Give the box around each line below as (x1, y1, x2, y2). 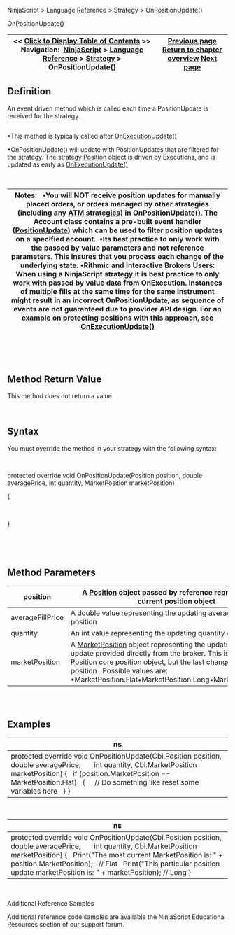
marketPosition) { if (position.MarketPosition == (10, 768, 171, 778)
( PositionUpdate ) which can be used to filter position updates (12, 225, 223, 235)
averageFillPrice (10, 612, 64, 622)
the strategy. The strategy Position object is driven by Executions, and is (7, 153, 215, 162)
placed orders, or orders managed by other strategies (25, 199, 210, 209)
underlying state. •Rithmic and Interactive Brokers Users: (20, 260, 215, 270)
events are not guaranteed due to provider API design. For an (13, 304, 222, 314)
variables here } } (10, 786, 71, 796)
